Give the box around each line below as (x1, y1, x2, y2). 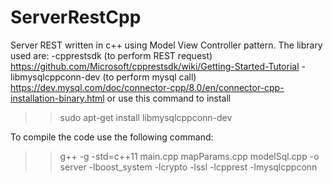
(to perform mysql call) (102, 71, 197, 83)
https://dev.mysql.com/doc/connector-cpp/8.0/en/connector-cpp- (10, 81, 285, 93)
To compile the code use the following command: (10, 131, 214, 143)
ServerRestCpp (10, 6, 142, 29)
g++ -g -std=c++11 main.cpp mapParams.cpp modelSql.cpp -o (59, 150, 320, 162)
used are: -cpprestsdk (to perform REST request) (10, 49, 213, 61)
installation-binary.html (10, 92, 105, 104)
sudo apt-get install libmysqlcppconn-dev (59, 111, 233, 123)
